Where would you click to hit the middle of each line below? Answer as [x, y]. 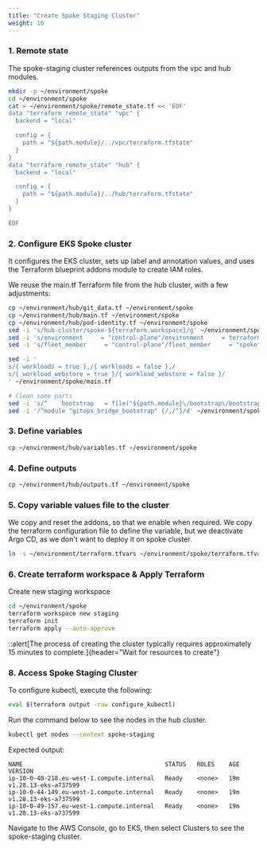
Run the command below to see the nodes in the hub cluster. [108, 720]
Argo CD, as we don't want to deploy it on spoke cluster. [100, 539]
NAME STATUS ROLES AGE [124, 764]
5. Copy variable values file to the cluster [89, 505]
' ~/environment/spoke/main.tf [60, 381]
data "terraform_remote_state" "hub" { [74, 165]
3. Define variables [45, 431]
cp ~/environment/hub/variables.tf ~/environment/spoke [103, 448]
